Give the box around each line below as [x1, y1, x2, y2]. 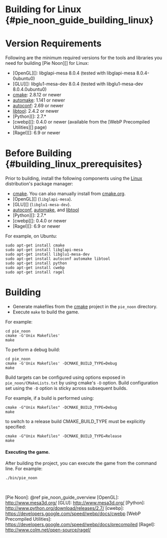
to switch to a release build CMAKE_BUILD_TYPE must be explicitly [5, 419, 146, 424]
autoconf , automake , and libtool [12, 207, 79, 213]
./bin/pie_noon [5, 476, 38, 481]
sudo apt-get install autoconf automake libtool [5, 256, 110, 261]
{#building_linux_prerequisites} [5, 158, 143, 170]
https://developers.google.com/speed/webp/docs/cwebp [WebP [5, 510, 141, 517]
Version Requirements [5, 38, 102, 50]
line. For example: [5, 466, 43, 472]
